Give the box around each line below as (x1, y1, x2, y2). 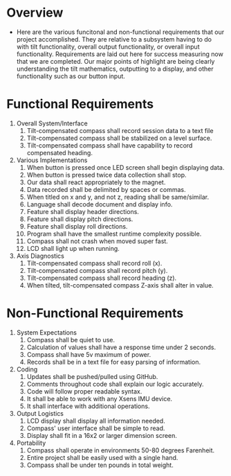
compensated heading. (26, 148, 93, 157)
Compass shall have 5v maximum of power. (26, 350, 151, 358)
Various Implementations (16, 156, 88, 164)
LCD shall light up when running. (26, 244, 120, 252)
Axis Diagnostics (16, 252, 65, 260)
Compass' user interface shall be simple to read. (26, 424, 165, 432)
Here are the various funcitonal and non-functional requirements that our (16, 28, 225, 36)
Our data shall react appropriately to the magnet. (26, 178, 166, 186)
